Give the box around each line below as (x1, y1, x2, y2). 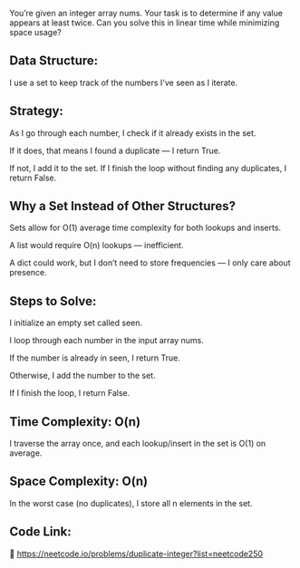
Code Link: (9, 525, 72, 540)
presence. (9, 267, 47, 278)
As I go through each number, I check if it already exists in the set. (9, 127, 256, 139)
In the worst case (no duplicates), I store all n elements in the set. (9, 497, 253, 508)
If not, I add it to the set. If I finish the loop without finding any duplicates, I (9, 162, 287, 173)
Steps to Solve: (9, 294, 97, 309)
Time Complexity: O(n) (9, 414, 141, 429)
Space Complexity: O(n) (9, 474, 148, 489)
